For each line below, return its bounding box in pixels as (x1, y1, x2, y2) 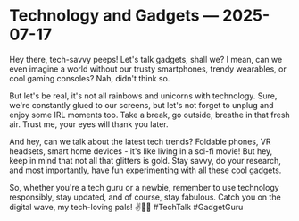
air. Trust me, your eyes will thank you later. (9, 118, 169, 130)
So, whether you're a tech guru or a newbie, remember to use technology (9, 182, 279, 192)
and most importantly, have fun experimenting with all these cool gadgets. (9, 165, 282, 175)
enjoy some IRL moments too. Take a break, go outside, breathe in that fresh (9, 109, 290, 120)
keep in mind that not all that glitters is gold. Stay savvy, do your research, (9, 155, 281, 166)
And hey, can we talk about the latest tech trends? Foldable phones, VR (9, 136, 271, 147)
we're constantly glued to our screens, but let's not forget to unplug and (9, 99, 274, 110)
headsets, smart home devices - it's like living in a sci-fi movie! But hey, (9, 145, 273, 157)
